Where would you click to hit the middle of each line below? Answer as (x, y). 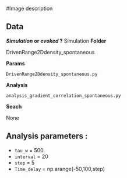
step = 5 (24, 162)
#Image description (29, 8)
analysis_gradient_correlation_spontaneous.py (63, 96)
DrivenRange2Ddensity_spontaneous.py (52, 74)
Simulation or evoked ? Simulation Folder (56, 41)
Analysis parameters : (47, 136)
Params (15, 63)
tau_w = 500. (30, 150)
